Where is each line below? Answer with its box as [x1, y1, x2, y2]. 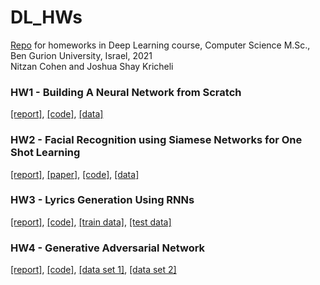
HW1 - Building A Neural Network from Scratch [10, 85, 242, 99]
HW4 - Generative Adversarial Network [10, 241, 206, 255]
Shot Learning [10, 146, 81, 160]
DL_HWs [10, 6, 83, 29]
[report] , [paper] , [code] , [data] [10, 168, 140, 180]
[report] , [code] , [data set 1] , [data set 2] [10, 264, 177, 276]
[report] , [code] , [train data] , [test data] [10, 216, 172, 228]
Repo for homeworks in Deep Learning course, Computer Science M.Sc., [10, 39, 311, 51]
